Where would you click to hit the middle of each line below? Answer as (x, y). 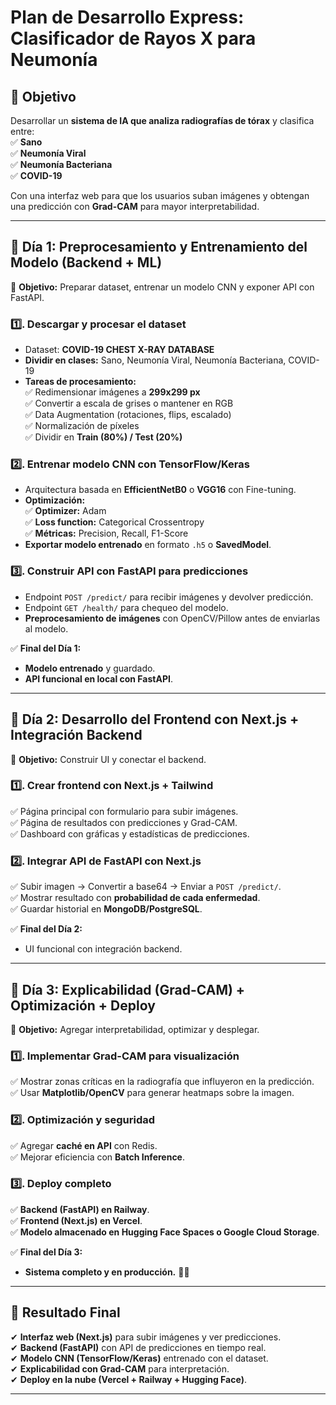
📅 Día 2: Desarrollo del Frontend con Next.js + (155, 719)
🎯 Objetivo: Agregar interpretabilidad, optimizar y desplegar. (135, 1029)
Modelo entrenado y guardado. (90, 668)
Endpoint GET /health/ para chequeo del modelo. (126, 607)
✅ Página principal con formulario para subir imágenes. (124, 811)
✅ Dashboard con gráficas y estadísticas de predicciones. (130, 833)
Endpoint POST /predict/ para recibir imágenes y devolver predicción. (169, 597)
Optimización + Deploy (83, 1005)
